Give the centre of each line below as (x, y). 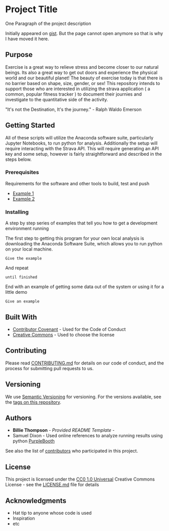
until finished (21, 277)
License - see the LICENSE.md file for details (52, 485)
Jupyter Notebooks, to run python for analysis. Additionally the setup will (81, 143)
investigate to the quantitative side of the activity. (57, 99)
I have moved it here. (27, 39)
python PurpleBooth (33, 441)
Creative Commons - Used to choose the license (63, 334)
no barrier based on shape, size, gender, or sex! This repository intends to (83, 83)
